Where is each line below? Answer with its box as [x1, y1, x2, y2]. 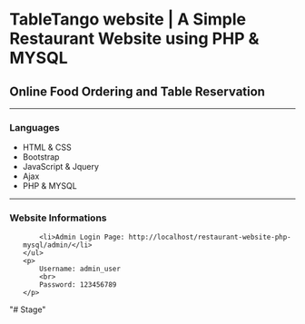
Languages [9, 121, 61, 133]
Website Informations [9, 211, 107, 224]
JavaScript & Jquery [22, 162, 100, 172]
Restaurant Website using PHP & [9, 28, 260, 49]
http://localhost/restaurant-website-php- [128, 232, 292, 241]
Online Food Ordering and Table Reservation [9, 83, 266, 99]
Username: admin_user [39, 264, 121, 273]
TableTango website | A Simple [9, 9, 247, 30]
